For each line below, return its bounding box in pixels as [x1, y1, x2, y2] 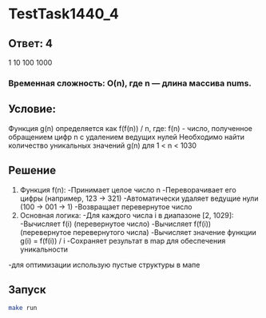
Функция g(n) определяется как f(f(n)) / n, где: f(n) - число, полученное [8, 123, 253, 133]
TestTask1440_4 [8, 5, 120, 23]
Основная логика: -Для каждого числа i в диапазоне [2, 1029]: [19, 210, 234, 220]
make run [8, 304, 38, 312]
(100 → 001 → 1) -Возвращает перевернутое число [19, 201, 193, 212]
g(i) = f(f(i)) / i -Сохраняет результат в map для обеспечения [19, 236, 226, 245]
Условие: [8, 102, 56, 116]
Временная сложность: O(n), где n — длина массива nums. [8, 78, 252, 89]
